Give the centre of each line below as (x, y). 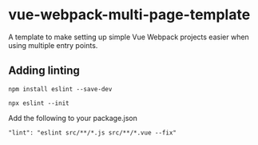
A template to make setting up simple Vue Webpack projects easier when (129, 37)
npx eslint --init (39, 103)
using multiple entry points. (53, 45)
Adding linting (44, 71)
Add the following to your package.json (73, 118)
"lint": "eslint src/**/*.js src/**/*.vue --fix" (93, 133)
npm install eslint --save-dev (60, 89)
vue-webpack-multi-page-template (129, 15)
